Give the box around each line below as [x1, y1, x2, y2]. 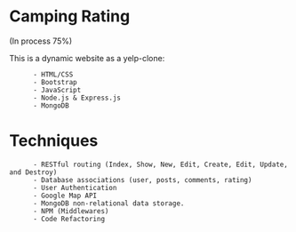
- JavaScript [32, 85, 82, 94]
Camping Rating [9, 6, 131, 27]
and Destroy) [9, 167, 58, 177]
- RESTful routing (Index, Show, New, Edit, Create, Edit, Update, [32, 160, 289, 169]
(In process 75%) [9, 36, 73, 46]
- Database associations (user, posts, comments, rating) [32, 175, 252, 184]
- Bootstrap [32, 77, 77, 86]
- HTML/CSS [32, 69, 74, 79]
